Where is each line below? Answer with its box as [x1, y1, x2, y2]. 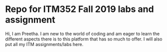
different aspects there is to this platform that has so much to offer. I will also [5, 36, 163, 42]
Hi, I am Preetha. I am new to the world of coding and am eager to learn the [5, 30, 160, 36]
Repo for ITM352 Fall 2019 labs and [5, 3, 154, 15]
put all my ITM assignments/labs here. [5, 41, 84, 47]
